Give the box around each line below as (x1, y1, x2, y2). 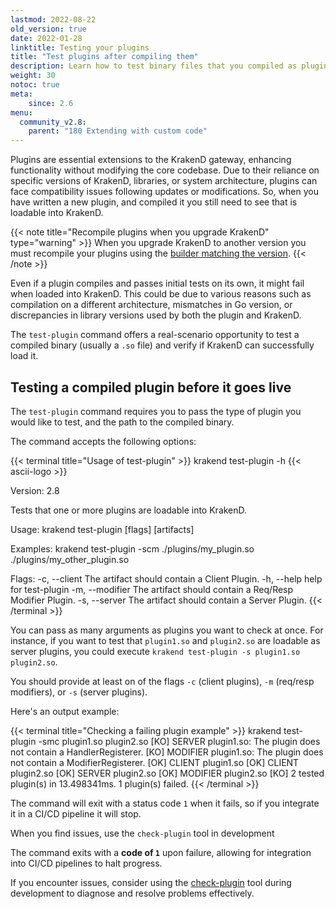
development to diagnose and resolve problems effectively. (10, 887, 255, 899)
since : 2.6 (28, 98, 74, 108)
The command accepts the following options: (10, 435, 197, 447)
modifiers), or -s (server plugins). (10, 686, 148, 698)
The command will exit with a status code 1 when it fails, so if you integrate (10, 797, 320, 809)
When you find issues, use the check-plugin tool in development (10, 827, 275, 839)
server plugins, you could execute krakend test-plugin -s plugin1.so (10, 645, 301, 657)
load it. (10, 350, 39, 362)
